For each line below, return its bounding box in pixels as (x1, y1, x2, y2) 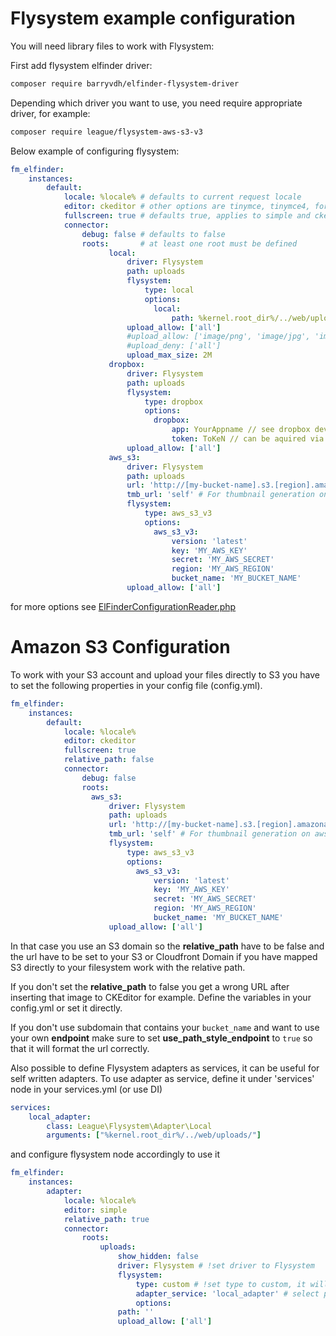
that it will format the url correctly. (10, 1042, 150, 1054)
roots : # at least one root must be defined (81, 238, 298, 249)
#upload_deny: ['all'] (126, 341, 222, 351)
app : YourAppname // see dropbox (171, 425, 311, 435)
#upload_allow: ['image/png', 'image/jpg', (126, 332, 311, 342)
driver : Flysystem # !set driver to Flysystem (117, 1261, 315, 1271)
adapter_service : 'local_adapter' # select (135, 1288, 320, 1299)
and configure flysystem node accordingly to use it (10, 1148, 221, 1161)
